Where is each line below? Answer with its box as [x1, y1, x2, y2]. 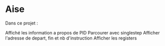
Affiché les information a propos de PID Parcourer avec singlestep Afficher [5, 29, 160, 35]
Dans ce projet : [5, 20, 38, 26]
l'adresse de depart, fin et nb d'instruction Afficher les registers [5, 35, 137, 41]
